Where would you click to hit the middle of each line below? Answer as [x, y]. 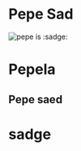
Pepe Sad [41, 14]
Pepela [32, 69]
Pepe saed [36, 99]
